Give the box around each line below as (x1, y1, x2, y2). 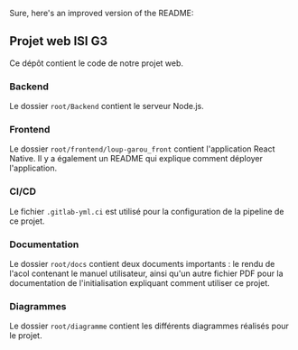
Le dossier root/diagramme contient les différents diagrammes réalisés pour (9, 320, 289, 332)
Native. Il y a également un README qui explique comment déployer (9, 153, 264, 164)
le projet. (9, 330, 42, 341)
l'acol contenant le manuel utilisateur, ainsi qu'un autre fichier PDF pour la (9, 268, 284, 279)
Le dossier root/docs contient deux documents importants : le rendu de (9, 259, 275, 269)
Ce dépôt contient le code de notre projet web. (9, 58, 183, 69)
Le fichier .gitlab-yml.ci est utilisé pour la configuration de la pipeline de (9, 206, 284, 216)
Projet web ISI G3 (9, 33, 108, 49)
